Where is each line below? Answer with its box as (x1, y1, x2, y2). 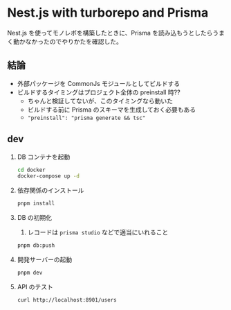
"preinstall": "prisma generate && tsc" (27, 114, 146, 121)
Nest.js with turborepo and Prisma (7, 5, 209, 21)
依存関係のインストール (17, 186, 84, 195)
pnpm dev (17, 269, 43, 277)
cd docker (17, 166, 46, 173)
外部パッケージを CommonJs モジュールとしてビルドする (17, 79, 181, 87)
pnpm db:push (17, 242, 55, 249)
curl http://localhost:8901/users (17, 296, 117, 303)
